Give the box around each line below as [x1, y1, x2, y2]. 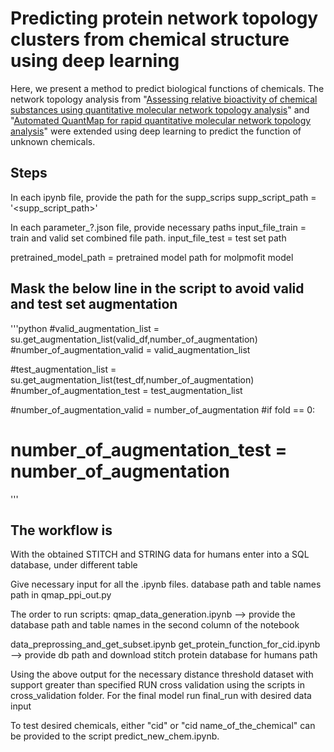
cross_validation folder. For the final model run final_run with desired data [10, 690, 312, 702]
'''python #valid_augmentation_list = [10, 322, 160, 334]
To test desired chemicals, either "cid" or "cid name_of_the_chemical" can [10, 720, 316, 732]
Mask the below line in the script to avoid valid [10, 280, 305, 297]
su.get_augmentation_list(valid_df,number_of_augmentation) [10, 333, 258, 345]
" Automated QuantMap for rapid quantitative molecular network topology [10, 114, 312, 126]
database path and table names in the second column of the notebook [10, 619, 300, 631]
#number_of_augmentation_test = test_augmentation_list [10, 384, 243, 396]
